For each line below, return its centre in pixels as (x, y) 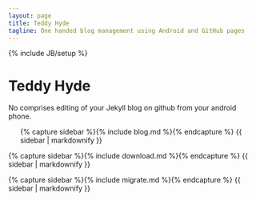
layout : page (30, 16)
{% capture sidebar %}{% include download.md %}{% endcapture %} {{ (128, 156)
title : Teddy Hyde (39, 23)
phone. (20, 116)
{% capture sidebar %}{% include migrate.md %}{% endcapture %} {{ (125, 180)
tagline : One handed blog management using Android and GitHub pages (127, 30)
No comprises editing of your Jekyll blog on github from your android (122, 108)
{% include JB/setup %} (48, 54)
